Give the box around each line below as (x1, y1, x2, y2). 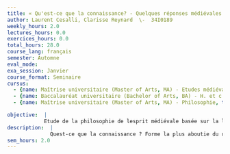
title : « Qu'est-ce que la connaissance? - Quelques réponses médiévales (7, 10, 222, 17)
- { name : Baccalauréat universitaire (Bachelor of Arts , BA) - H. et (13, 93, 216, 100)
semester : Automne (7, 55, 60, 62)
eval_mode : (7, 61, 38, 68)
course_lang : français (7, 49, 72, 55)
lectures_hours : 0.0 (7, 29, 66, 36)
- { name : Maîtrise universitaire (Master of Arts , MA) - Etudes (13, 86, 201, 93)
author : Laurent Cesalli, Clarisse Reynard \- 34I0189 (7, 16, 173, 23)
